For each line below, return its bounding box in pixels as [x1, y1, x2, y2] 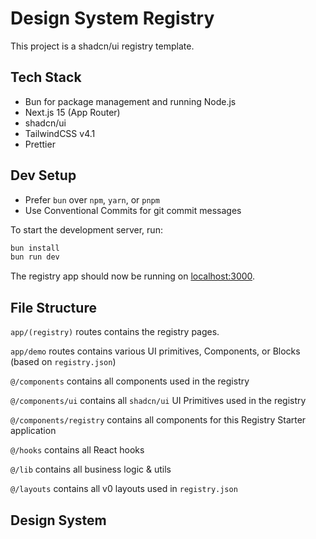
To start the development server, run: [10, 223, 163, 236]
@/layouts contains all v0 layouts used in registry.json [10, 483, 238, 495]
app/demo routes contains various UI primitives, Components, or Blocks [10, 345, 301, 357]
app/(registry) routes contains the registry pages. [10, 326, 220, 338]
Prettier [24, 138, 56, 150]
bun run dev [10, 252, 60, 262]
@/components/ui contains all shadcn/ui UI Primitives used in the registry [10, 395, 307, 407]
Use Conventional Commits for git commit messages [24, 204, 242, 216]
